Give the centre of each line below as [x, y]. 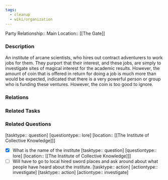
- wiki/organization [31, 19]
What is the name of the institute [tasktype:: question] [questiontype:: [85, 150]
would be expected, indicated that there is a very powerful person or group [83, 79]
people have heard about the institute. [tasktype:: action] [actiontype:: [85, 167]
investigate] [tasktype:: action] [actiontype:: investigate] [70, 172]
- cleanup [20, 15]
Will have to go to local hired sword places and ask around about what [85, 161]
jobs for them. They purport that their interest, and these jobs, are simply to [83, 63]
